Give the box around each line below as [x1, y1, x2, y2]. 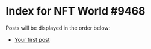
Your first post [14, 36, 50, 43]
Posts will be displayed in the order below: [5, 24, 111, 31]
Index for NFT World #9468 [5, 4, 146, 18]
